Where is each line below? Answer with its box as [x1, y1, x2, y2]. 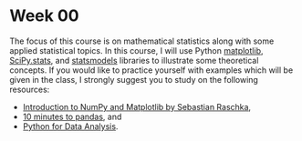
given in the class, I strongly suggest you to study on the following [9, 74, 258, 85]
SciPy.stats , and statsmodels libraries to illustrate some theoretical [9, 55, 259, 65]
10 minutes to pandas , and [22, 111, 122, 122]
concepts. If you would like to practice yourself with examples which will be [9, 65, 294, 76]
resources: [9, 84, 50, 95]
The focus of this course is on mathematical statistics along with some [9, 35, 275, 46]
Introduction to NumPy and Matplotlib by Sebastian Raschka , [22, 101, 252, 112]
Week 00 [9, 5, 79, 26]
